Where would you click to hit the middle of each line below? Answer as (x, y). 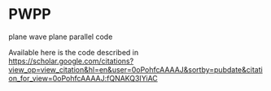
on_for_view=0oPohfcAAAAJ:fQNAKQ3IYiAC (83, 78)
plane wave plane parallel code (61, 37)
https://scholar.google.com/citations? (71, 61)
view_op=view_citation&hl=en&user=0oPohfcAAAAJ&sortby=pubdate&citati (135, 69)
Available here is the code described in (74, 52)
